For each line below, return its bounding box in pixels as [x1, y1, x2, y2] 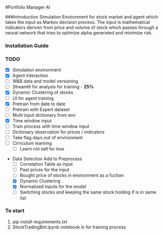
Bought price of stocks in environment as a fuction [19, 172, 124, 179]
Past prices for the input [19, 167, 70, 173]
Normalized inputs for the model [19, 184, 86, 190]
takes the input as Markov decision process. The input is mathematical [5, 19, 151, 25]
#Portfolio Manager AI [5, 4, 51, 10]
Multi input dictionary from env [12, 112, 76, 118]
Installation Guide [5, 42, 49, 49]
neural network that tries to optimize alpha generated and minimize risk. [5, 30, 153, 35]
